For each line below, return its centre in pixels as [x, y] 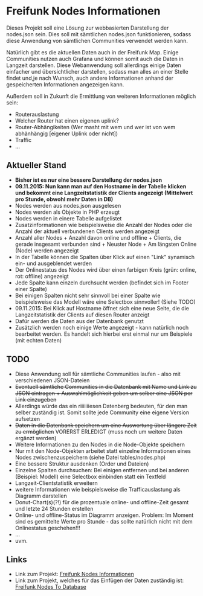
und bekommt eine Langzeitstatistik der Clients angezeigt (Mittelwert [104, 193]
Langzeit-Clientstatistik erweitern [56, 483]
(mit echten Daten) [38, 340]
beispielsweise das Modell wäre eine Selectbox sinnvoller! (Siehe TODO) [105, 302]
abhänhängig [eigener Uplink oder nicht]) [66, 133]
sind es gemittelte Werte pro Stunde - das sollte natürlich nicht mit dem [104, 521]
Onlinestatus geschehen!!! [47, 528]
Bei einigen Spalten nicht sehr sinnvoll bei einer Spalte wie [88, 295]
